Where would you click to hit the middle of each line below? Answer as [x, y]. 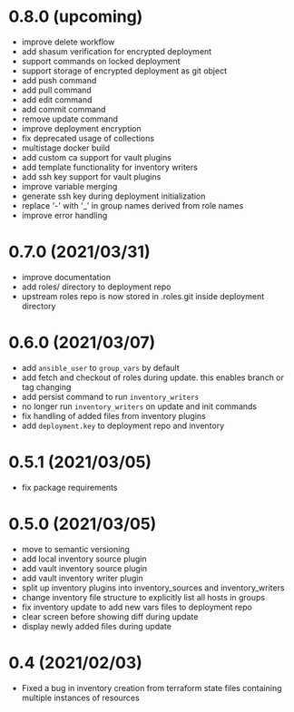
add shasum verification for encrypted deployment [117, 51]
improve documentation [66, 277]
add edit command [57, 99]
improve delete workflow [68, 42]
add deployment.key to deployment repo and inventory [123, 425]
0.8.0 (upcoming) [76, 17]
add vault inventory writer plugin [82, 578]
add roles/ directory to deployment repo [96, 287]
